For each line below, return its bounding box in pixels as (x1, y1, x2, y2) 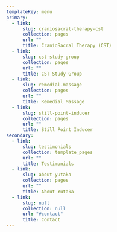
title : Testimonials (22, 161, 74, 167)
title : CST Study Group (22, 71, 83, 77)
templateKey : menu (6, 8, 52, 15)
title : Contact (22, 217, 61, 223)
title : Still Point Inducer (22, 127, 93, 133)
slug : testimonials (22, 143, 71, 150)
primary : (6, 14, 28, 21)
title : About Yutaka (22, 188, 74, 195)
